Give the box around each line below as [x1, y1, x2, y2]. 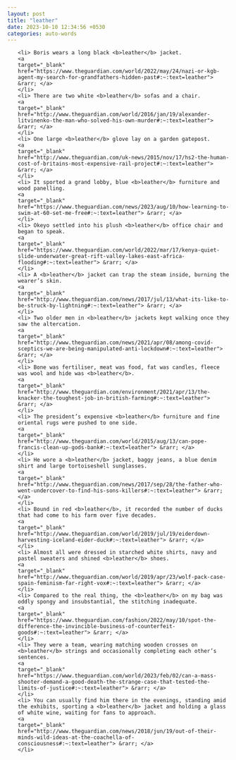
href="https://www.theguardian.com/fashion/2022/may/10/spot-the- [17, 617, 217, 624]
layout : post [7, 10, 46, 18]
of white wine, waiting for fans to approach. [17, 709, 157, 716]
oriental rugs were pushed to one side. [17, 419, 138, 427]
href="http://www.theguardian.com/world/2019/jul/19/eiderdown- [17, 530, 211, 538]
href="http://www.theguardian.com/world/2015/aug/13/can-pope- [17, 438, 208, 445]
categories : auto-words [7, 30, 77, 37]
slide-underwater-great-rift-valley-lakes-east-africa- [17, 253, 185, 260]
